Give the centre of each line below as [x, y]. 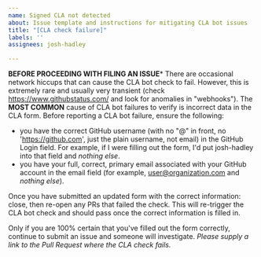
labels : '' [26, 37]
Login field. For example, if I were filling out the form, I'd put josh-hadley [136, 148]
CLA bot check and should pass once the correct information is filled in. [125, 213]
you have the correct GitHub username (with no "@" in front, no [123, 131]
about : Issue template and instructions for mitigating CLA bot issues [128, 23]
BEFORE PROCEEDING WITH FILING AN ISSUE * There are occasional [121, 74]
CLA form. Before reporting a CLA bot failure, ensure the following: [116, 116]
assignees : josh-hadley [47, 45]
